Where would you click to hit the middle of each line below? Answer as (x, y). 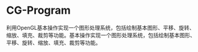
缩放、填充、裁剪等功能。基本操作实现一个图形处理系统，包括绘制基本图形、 (101, 35)
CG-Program (38, 10)
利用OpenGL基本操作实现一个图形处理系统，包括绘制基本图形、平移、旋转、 (100, 27)
